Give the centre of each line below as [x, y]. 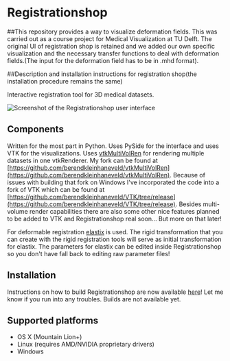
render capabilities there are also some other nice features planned [125, 211]
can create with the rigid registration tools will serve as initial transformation [114, 239]
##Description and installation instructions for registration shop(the [102, 74]
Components [35, 129]
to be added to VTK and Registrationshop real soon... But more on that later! [114, 219]
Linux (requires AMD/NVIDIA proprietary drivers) [85, 345]
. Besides [188, 204]
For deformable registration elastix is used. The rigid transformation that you [115, 232]
